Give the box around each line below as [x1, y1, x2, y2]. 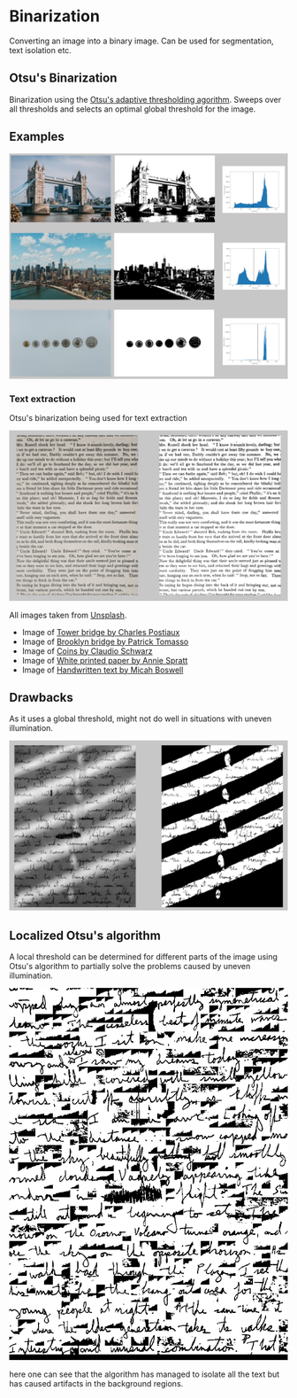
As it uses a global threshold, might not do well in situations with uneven [9, 713, 272, 724]
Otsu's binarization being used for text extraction [9, 413, 187, 423]
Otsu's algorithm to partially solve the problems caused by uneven [9, 961, 251, 972]
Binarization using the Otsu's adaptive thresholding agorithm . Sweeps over [9, 94, 281, 105]
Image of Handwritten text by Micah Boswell [21, 664, 184, 675]
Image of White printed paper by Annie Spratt [21, 655, 188, 665]
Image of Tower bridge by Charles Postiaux [21, 626, 180, 637]
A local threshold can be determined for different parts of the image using [9, 951, 278, 962]
